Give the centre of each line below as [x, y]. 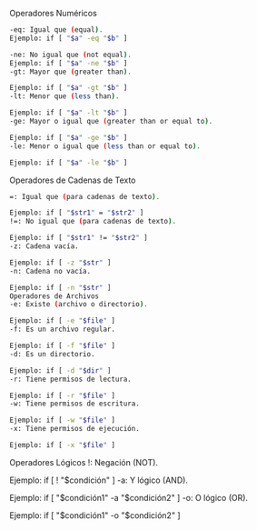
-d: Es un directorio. [52, 354]
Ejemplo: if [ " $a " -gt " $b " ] [69, 88]
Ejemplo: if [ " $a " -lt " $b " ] [69, 113]
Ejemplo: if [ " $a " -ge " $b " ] [69, 137]
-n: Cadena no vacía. [50, 271]
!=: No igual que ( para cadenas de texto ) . [93, 222]
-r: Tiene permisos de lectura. [70, 379]
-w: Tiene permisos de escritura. [75, 404]
